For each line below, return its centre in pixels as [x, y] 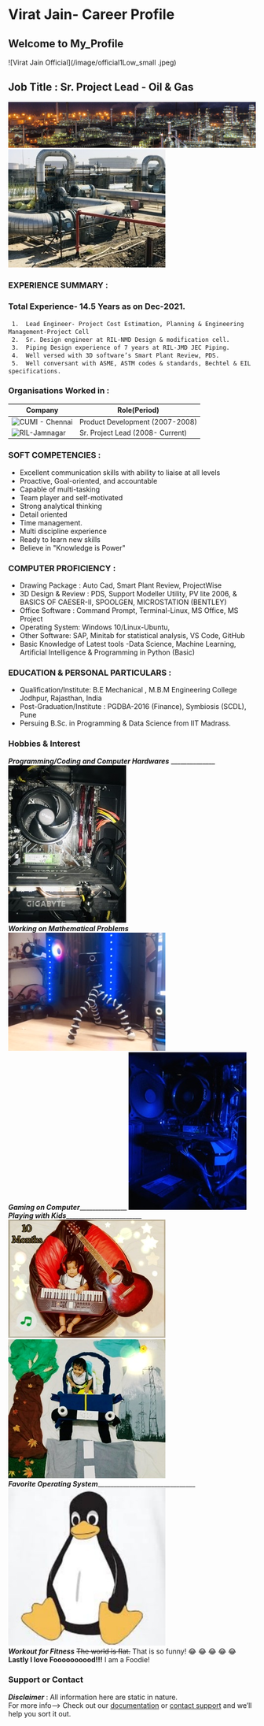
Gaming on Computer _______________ [68, 1207]
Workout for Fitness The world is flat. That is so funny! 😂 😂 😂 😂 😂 [123, 1651]
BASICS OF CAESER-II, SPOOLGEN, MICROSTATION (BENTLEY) [123, 602]
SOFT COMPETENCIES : [55, 455]
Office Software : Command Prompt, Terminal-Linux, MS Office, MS [129, 610]
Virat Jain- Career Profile [92, 15]
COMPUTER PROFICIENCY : [62, 568]
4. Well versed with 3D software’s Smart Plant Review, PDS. [115, 355]
